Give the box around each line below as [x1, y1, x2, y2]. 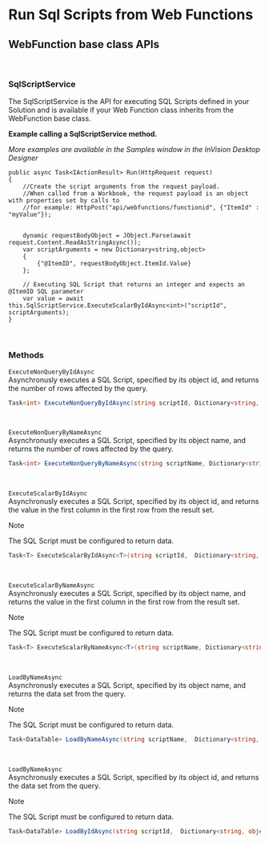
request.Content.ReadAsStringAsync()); [8, 238, 142, 247]
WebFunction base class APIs [8, 38, 160, 51]
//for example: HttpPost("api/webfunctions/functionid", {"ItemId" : [22, 204, 260, 212]
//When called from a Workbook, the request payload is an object [22, 190, 249, 198]
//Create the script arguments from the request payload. [22, 182, 220, 191]
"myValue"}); [8, 210, 52, 219]
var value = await [22, 294, 84, 303]
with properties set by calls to [8, 197, 120, 205]
